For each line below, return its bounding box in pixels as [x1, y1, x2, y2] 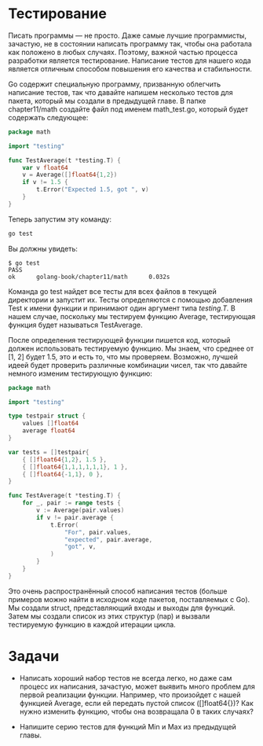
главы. [19, 730, 42, 740]
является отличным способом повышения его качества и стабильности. [8, 64, 253, 73]
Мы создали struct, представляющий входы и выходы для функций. [8, 603, 236, 612]
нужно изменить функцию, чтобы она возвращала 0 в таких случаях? [19, 707, 254, 716]
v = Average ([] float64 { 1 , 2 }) [22, 171, 118, 179]
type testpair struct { [8, 412, 86, 421]
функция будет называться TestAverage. [8, 320, 143, 329]
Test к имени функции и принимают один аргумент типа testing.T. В [8, 303, 236, 313]
